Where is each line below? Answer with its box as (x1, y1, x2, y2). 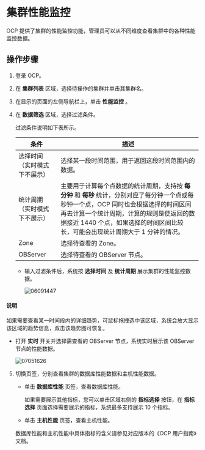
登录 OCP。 (15, 72, 45, 79)
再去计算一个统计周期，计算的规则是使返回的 (60, 209, 189, 217)
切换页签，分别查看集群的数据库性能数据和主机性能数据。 (15, 370, 160, 377)
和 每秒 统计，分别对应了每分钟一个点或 (74, 190, 188, 199)
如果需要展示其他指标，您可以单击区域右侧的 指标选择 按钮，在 (24, 396, 183, 403)
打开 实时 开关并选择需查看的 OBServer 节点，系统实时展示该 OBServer (15, 337, 195, 345)
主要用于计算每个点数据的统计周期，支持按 (60, 181, 183, 190)
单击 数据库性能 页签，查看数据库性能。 (24, 383, 124, 390)
